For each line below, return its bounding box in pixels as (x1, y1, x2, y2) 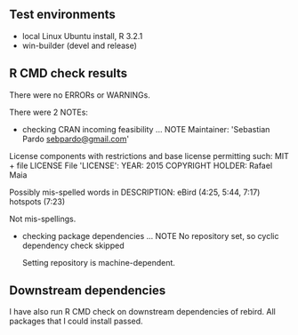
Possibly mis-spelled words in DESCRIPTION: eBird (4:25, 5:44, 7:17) (9, 187, 261, 197)
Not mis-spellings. (9, 213, 77, 224)
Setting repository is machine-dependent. (21, 257, 176, 267)
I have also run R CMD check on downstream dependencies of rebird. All (9, 307, 276, 317)
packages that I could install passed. (9, 315, 144, 327)
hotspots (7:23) (9, 195, 66, 207)
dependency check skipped (21, 240, 125, 251)
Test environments (9, 7, 116, 22)
